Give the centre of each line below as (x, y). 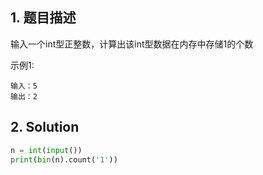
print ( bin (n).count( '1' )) (64, 159)
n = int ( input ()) (46, 150)
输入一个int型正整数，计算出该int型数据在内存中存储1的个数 (132, 44)
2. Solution (45, 127)
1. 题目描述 (43, 18)
